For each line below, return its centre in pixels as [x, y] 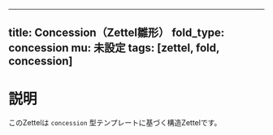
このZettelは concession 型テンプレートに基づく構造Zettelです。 [115, 123]
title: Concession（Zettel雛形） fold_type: [117, 33]
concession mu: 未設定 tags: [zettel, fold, [114, 48]
